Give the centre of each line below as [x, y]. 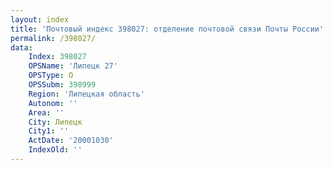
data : [21, 47]
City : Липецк [55, 122]
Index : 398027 [57, 57]
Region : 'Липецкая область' [86, 94]
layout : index [40, 19]
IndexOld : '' [55, 150]
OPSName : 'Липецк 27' [73, 66]
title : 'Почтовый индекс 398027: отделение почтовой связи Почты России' [167, 29]
